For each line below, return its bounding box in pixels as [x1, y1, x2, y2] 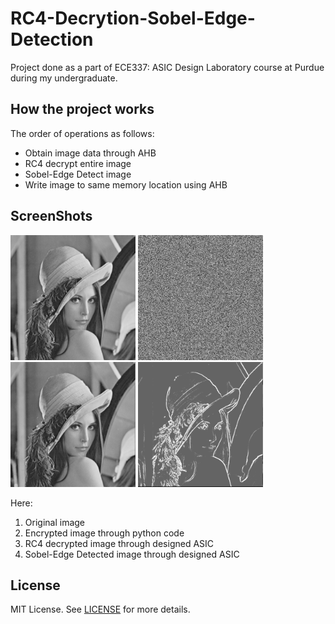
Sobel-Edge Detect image [24, 168, 132, 180]
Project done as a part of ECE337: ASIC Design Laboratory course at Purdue [10, 61, 325, 73]
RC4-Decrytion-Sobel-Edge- [10, 7, 256, 30]
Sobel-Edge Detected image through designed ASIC [24, 548, 240, 560]
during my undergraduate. [10, 72, 118, 84]
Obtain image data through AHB [24, 147, 157, 159]
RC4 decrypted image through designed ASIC [24, 537, 215, 549]
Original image [24, 516, 86, 528]
